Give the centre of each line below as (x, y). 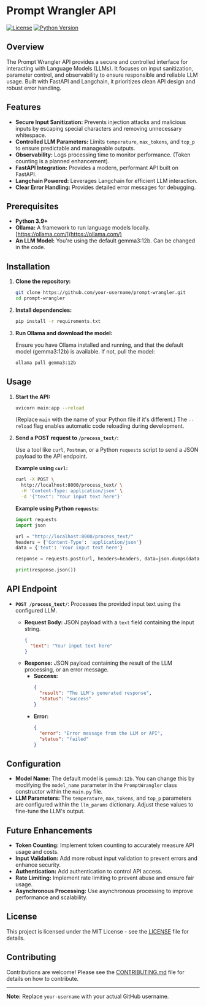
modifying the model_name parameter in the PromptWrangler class (96, 785)
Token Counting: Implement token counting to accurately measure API (105, 845)
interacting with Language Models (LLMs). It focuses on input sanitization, (100, 68)
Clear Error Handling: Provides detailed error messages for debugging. (105, 187)
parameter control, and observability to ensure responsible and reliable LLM (102, 75)
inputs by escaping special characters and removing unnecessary (98, 128)
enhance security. (38, 865)
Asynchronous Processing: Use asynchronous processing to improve (104, 891)
